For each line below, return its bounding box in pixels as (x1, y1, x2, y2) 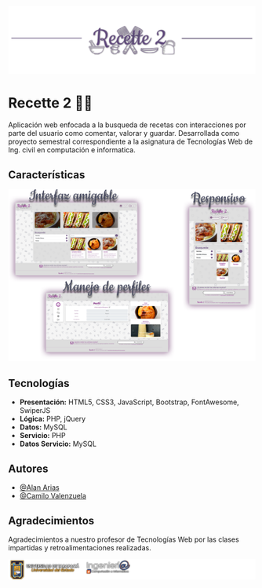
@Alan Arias (19, 483, 60, 492)
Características (8, 168, 86, 181)
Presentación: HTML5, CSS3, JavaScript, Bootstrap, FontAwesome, (19, 397, 239, 407)
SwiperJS (19, 406, 51, 415)
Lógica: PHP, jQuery (19, 415, 86, 424)
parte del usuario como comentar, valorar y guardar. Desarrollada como (8, 129, 240, 138)
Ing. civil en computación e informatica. (8, 145, 136, 155)
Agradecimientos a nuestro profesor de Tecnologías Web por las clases (8, 535, 239, 544)
